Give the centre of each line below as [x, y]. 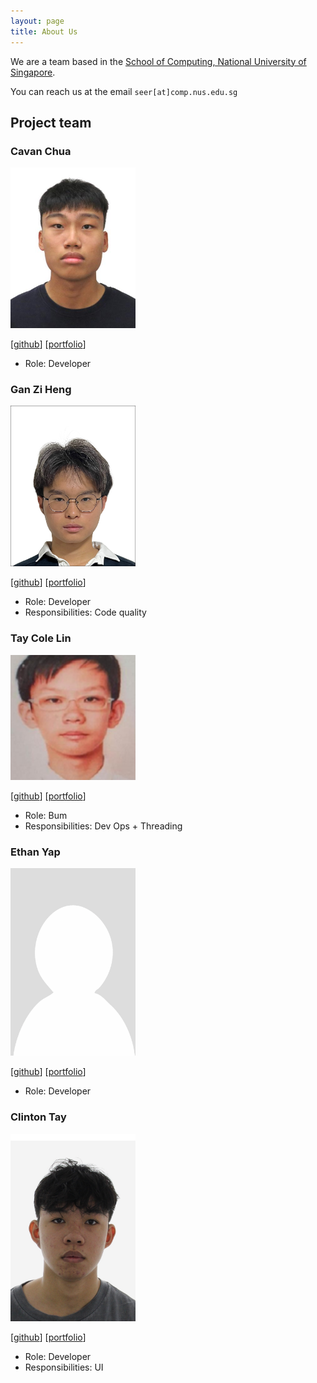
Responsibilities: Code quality [85, 612]
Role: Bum [46, 815]
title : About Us [44, 31]
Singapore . [33, 72]
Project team [51, 122]
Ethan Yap [35, 852]
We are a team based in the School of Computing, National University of [158, 61]
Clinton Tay [38, 1117]
